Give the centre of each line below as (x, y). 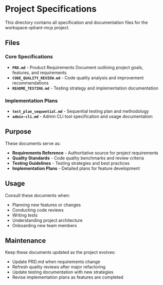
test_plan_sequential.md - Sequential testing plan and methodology (81, 111)
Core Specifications (29, 57)
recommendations (30, 83)
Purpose (18, 132)
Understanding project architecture (47, 220)
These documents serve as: (33, 143)
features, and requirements (39, 72)
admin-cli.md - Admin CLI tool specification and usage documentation (82, 116)
